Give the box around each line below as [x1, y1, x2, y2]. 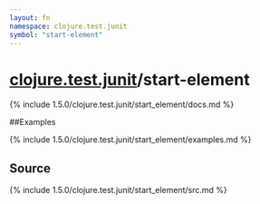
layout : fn [9, 13, 51, 23]
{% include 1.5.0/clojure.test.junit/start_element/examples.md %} [9, 134, 252, 145]
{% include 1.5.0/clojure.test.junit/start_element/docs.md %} [9, 99, 235, 110]
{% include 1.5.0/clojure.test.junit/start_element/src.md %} [9, 185, 228, 196]
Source [9, 160, 52, 176]
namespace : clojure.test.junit [9, 22, 128, 31]
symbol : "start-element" [9, 30, 103, 39]
